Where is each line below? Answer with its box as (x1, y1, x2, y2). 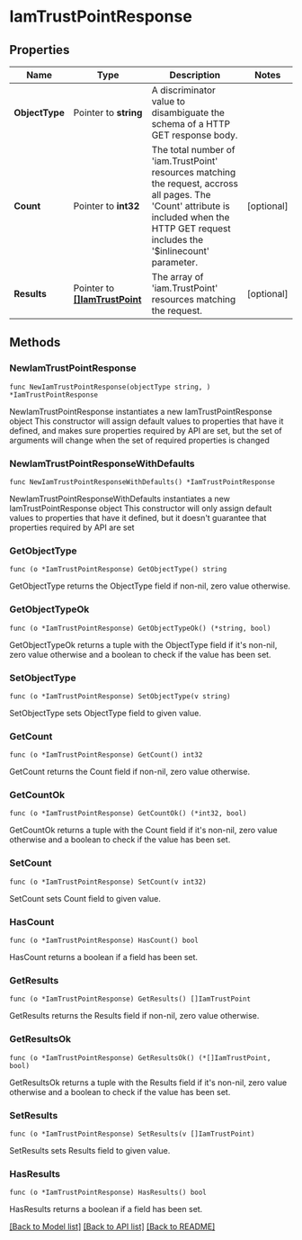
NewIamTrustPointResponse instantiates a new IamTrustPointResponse (9, 406, 272, 417)
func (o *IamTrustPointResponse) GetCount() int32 (9, 750, 203, 759)
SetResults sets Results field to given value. (9, 1145, 171, 1155)
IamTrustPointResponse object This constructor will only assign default (9, 502, 272, 514)
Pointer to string (73, 106, 143, 119)
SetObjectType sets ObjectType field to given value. (9, 707, 202, 718)
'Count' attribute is (151, 200, 231, 212)
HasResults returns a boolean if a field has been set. (9, 1204, 203, 1215)
